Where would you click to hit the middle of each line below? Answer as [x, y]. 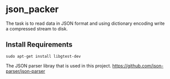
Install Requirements [39, 45]
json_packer [32, 9]
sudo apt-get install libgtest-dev [43, 56]
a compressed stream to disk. [37, 28]
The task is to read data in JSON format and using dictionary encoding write [85, 23]
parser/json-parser [25, 71]
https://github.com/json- [138, 66]
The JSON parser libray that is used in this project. [58, 66]
